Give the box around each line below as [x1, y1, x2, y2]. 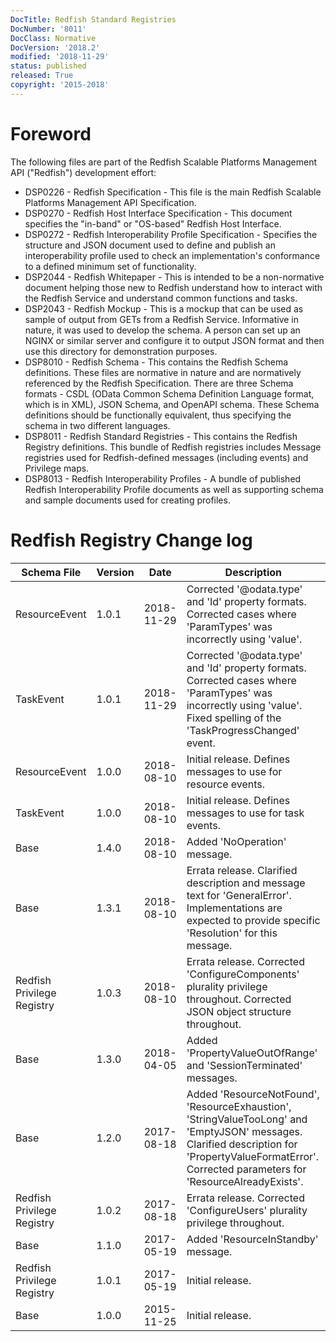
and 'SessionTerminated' [186, 1058, 303, 1072]
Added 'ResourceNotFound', [186, 1087, 320, 1101]
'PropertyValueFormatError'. [186, 1149, 320, 1163]
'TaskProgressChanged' [186, 723, 300, 737]
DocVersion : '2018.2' [10, 42, 101, 53]
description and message [186, 876, 306, 890]
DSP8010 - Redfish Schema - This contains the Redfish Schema [24, 356, 289, 368]
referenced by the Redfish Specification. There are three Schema [24, 377, 294, 389]
